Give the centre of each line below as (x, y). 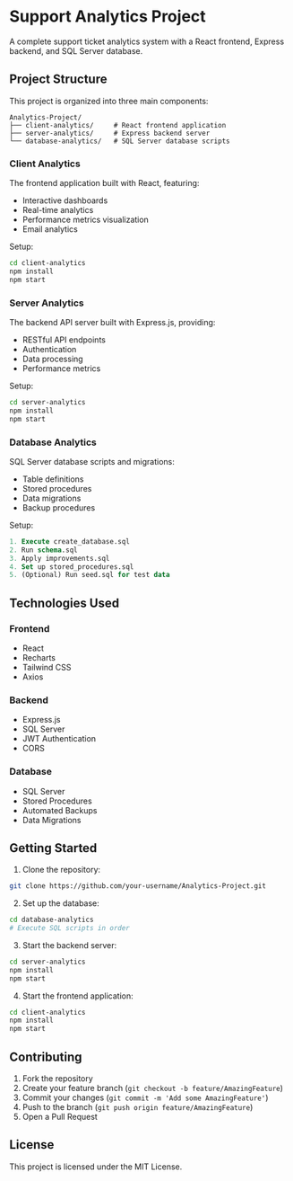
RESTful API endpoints (64, 340)
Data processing (52, 359)
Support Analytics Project (108, 17)
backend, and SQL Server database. (76, 50)
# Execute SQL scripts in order (69, 928)
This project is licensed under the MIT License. (96, 1167)
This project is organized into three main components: (109, 101)
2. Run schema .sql (43, 550)
